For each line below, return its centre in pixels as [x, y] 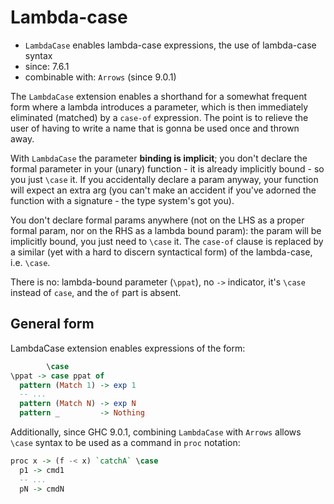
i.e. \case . [30, 262]
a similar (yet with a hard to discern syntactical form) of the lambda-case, [161, 252]
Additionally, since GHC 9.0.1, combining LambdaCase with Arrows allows [156, 432]
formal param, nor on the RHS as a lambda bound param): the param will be [166, 230]
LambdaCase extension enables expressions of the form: [128, 348]
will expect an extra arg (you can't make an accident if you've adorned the [163, 190]
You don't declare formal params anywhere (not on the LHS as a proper [157, 220]
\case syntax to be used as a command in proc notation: [125, 442]
